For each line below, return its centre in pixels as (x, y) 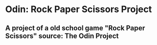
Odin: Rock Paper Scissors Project (78, 9)
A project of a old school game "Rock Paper (75, 28)
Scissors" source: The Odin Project (62, 36)
